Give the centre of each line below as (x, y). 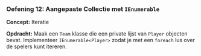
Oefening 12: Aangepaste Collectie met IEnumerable (83, 9)
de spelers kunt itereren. (37, 46)
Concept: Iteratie (28, 22)
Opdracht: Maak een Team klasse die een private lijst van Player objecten (97, 34)
